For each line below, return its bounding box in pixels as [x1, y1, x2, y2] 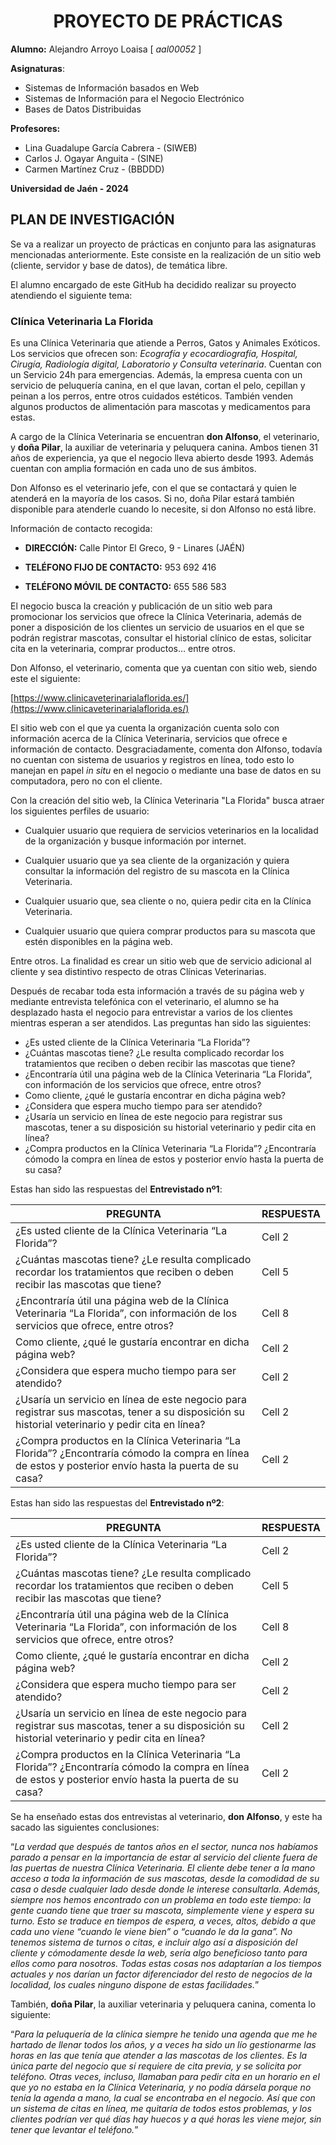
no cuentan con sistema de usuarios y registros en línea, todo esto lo [10, 754, 295, 766]
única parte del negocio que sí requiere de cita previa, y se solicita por [10, 2060, 302, 2072]
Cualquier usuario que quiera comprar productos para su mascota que [24, 925, 316, 937]
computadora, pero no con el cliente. [10, 775, 163, 787]
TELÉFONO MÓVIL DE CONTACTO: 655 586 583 [24, 581, 227, 593]
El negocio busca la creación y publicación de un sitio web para [10, 600, 273, 612]
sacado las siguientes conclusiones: [10, 1821, 160, 1834]
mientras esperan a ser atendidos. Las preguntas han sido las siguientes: [10, 1017, 312, 1029]
